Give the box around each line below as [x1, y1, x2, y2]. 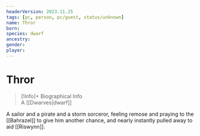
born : [6, 25, 20, 31]
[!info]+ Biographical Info [20, 93, 82, 100]
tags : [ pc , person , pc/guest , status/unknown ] [6, 14, 124, 20]
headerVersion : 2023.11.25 [6, 8, 73, 15]
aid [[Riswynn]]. [6, 123, 45, 130]
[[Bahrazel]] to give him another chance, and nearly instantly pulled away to [6, 116, 193, 124]
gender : [6, 42, 26, 48]
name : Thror [6, 20, 36, 26]
